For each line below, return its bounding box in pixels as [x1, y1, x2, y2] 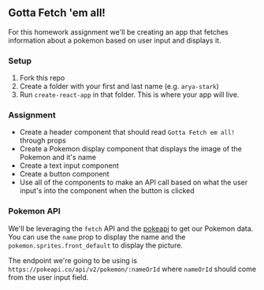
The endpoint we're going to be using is [8, 255, 138, 265]
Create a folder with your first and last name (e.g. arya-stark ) [19, 82, 219, 91]
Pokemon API [8, 206, 61, 217]
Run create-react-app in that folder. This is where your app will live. [19, 90, 240, 99]
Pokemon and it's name [19, 153, 97, 162]
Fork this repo [19, 73, 65, 83]
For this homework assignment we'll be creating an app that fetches [8, 27, 229, 36]
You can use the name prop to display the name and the [8, 232, 186, 241]
